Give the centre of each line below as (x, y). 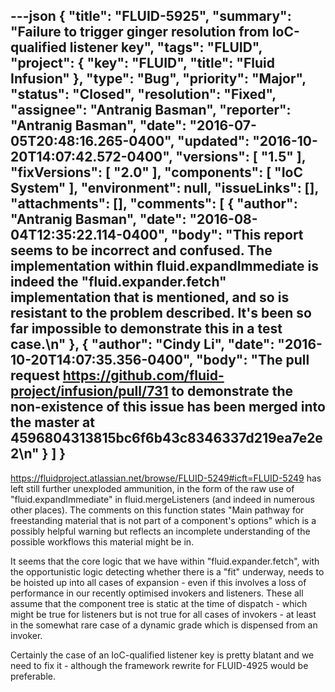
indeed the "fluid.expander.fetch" (118, 282)
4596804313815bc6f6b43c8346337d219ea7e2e (166, 438)
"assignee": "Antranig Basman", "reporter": (151, 110)
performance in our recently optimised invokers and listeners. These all (157, 593)
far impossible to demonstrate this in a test (146, 329)
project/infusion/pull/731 (89, 391)
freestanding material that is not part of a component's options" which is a (163, 520)
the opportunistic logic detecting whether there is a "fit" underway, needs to (167, 571)
